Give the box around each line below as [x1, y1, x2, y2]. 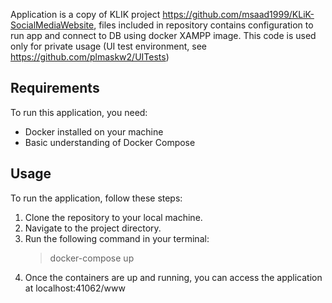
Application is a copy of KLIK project [10, 9, 161, 20]
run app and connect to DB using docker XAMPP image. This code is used [10, 30, 317, 41]
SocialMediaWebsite [10, 19, 95, 31]
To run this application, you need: [10, 106, 148, 118]
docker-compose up [49, 252, 135, 264]
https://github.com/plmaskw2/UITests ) [10, 51, 170, 63]
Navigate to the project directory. [24, 222, 162, 234]
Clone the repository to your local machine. [24, 211, 203, 223]
